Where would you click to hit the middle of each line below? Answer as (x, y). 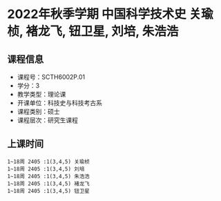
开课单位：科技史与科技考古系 (59, 103)
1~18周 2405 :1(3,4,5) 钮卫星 (48, 191)
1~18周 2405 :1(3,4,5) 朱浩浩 (48, 176)
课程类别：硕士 (38, 112)
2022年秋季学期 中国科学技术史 (97, 14)
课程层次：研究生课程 (47, 120)
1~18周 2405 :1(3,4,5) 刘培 (46, 169)
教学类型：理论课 (41, 94)
